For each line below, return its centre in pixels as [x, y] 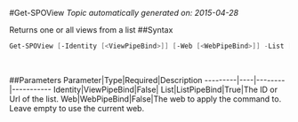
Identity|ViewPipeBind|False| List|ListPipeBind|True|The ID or [165, 89]
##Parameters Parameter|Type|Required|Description [106, 80]
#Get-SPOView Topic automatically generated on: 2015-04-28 [124, 13]
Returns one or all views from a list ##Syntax [91, 30]
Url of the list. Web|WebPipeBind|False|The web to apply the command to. [145, 99]
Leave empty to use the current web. [77, 108]
